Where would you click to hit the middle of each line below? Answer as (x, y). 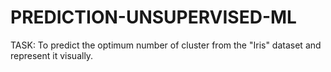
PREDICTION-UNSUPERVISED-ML (153, 17)
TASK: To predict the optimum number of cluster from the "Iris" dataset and (166, 45)
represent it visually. (52, 55)
